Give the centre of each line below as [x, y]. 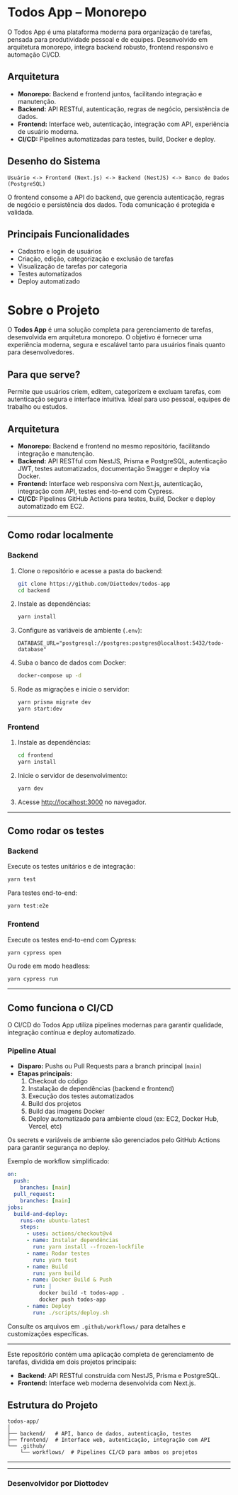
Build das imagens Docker [66, 1111]
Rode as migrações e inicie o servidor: [73, 689]
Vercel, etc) [45, 1127]
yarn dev [30, 788]
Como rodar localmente [61, 535]
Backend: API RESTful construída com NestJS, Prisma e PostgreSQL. [119, 1375]
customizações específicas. [48, 1333]
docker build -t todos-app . [82, 1293]
